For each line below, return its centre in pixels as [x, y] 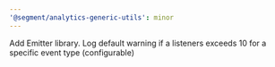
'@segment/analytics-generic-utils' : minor [92, 17]
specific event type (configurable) [72, 52]
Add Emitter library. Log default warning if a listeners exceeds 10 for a [138, 43]
